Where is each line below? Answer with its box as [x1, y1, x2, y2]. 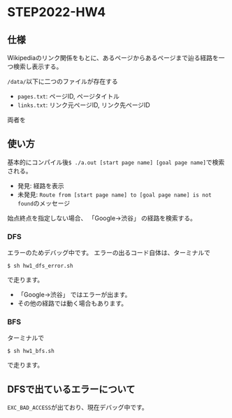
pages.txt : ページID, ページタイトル [17, 92, 120, 100]
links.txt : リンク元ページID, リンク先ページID [17, 101, 150, 109]
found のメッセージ [17, 199, 71, 207]
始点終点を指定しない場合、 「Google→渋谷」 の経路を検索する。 [7, 214, 197, 222]
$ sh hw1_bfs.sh [7, 347, 55, 355]
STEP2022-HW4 [7, 4, 106, 20]
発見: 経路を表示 [17, 181, 64, 189]
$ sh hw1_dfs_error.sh [7, 263, 73, 270]
